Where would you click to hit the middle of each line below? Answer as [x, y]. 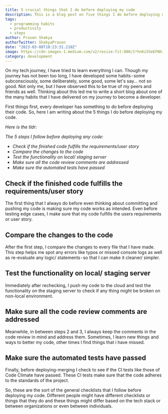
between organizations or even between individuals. [59, 406]
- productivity [25, 28]
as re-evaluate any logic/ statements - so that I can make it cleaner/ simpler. [82, 257]
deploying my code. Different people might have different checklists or [78, 395]
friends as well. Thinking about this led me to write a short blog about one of [84, 92]
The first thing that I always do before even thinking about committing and [81, 203]
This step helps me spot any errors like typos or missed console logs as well [84, 252]
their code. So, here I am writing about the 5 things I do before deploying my [84, 112]
